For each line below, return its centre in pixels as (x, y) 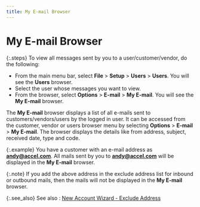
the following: (23, 64)
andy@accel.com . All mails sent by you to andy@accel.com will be (90, 156)
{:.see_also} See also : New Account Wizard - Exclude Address (84, 198)
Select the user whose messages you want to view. (78, 88)
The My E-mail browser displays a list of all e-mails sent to (79, 112)
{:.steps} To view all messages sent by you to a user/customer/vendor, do (97, 58)
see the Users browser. (44, 82)
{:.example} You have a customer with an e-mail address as (79, 149)
